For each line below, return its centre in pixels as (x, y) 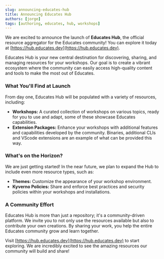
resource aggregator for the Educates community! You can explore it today (81, 43)
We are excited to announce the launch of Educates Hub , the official (75, 37)
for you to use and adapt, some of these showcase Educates (74, 117)
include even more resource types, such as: (50, 172)
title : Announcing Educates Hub (38, 14)
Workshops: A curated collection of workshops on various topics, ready (85, 111)
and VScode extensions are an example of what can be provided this (82, 138)
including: (15, 102)
